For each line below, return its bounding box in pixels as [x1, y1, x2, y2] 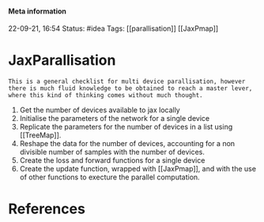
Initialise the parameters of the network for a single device [19, 114, 210, 123]
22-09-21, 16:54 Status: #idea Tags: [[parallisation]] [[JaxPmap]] [8, 24, 219, 33]
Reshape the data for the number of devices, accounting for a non [19, 139, 236, 149]
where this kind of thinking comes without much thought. [8, 92, 203, 100]
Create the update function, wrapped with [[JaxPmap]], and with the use [19, 164, 257, 174]
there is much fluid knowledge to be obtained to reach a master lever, [8, 85, 253, 92]
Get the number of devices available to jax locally [19, 105, 180, 115]
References [8, 200, 85, 218]
